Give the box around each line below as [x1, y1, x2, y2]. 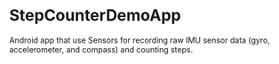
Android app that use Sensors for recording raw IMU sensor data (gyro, [9, 35, 271, 45]
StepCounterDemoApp [9, 5, 181, 26]
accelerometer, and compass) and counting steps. [9, 44, 194, 54]
